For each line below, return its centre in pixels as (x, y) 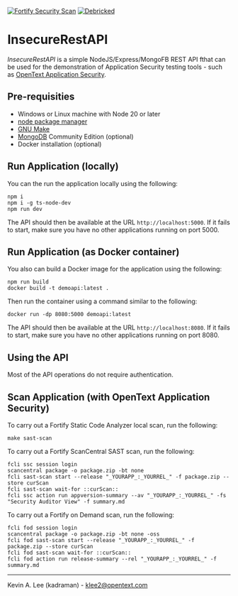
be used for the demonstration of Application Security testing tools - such (115, 67)
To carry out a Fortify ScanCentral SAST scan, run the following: (101, 451)
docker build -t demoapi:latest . (58, 288)
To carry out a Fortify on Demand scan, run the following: (91, 515)
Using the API (38, 358)
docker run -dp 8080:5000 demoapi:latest (69, 315)
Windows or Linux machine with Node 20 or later (89, 114)
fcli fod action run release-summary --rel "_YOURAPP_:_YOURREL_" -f (112, 559)
